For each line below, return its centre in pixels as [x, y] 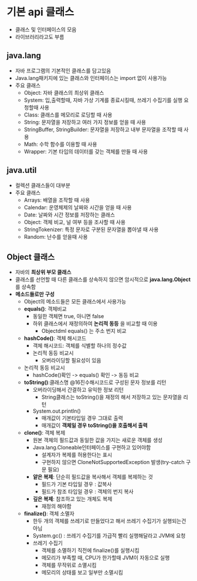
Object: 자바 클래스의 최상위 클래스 [64, 92]
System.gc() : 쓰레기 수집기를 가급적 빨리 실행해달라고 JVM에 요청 [109, 536]
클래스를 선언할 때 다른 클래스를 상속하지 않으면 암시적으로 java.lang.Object [103, 279]
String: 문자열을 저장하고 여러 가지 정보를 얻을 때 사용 [85, 122]
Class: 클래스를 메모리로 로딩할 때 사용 [68, 115]
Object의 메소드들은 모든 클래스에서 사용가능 [75, 302]
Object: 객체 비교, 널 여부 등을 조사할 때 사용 [74, 222]
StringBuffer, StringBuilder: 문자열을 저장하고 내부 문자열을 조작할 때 [103, 129]
